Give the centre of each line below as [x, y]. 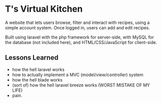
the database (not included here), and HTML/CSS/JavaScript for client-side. [81, 42]
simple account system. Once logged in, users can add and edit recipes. [77, 27]
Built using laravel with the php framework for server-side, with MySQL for [80, 37]
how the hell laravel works [38, 69]
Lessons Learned [32, 58]
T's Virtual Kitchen [44, 9]
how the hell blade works [37, 80]
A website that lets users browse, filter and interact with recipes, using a [77, 22]
